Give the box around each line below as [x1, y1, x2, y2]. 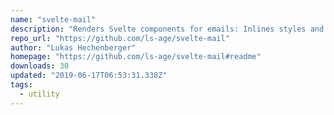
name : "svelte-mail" [10, 14, 97, 25]
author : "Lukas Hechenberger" [10, 42, 137, 53]
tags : [10, 80, 33, 90]
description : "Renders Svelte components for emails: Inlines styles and [10, 24, 325, 34]
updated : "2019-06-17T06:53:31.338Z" [10, 71, 168, 81]
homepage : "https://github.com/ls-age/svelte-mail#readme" [10, 52, 262, 62]
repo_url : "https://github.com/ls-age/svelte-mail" [10, 33, 230, 43]
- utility [19, 89, 60, 99]
